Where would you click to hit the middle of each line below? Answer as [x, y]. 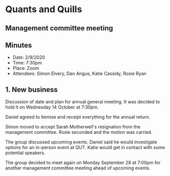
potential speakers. [25, 153]
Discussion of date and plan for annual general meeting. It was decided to [83, 102]
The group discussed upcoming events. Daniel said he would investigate [81, 142]
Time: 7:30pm [27, 63]
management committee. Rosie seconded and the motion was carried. [79, 132]
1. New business [32, 90]
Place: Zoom [26, 68]
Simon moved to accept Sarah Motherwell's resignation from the [73, 127]
